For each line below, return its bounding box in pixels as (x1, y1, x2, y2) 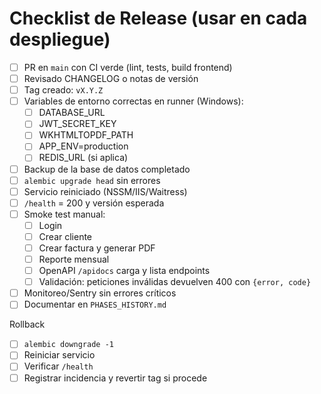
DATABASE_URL (38, 107, 106, 119)
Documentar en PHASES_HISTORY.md (23, 298, 167, 311)
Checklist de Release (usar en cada (9, 7, 308, 30)
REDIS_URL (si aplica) (38, 152, 129, 164)
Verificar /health (23, 360, 94, 372)
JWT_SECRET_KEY (38, 118, 117, 130)
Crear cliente (38, 230, 93, 242)
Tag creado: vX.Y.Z (23, 84, 104, 96)
